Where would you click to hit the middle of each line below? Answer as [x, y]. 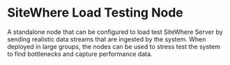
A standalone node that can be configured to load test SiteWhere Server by [115, 32]
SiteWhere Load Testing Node [95, 13]
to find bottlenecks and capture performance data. [80, 54]
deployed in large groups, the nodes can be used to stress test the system [114, 46]
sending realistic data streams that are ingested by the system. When [107, 39]
